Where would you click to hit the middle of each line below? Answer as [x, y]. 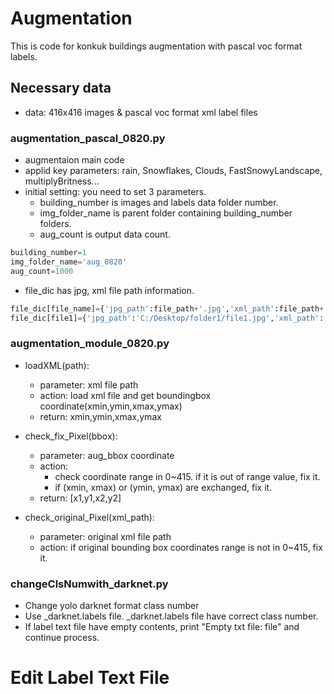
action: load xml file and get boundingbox [125, 395]
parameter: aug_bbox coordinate [107, 455]
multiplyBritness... [62, 181]
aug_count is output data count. [105, 234]
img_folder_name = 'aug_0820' [69, 262]
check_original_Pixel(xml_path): [89, 517]
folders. [55, 224]
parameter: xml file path [89, 384]
